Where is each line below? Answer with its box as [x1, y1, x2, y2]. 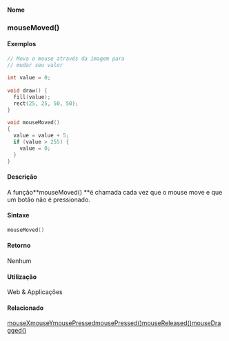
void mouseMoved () [7, 119, 60, 126]
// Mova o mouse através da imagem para [7, 55, 126, 62]
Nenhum [7, 257, 32, 265]
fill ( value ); [13, 93, 51, 100]
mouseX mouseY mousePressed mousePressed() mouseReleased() [7, 319, 192, 327]
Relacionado [7, 304, 44, 312]
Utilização [7, 273, 37, 281]
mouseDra [191, 319, 221, 327]
